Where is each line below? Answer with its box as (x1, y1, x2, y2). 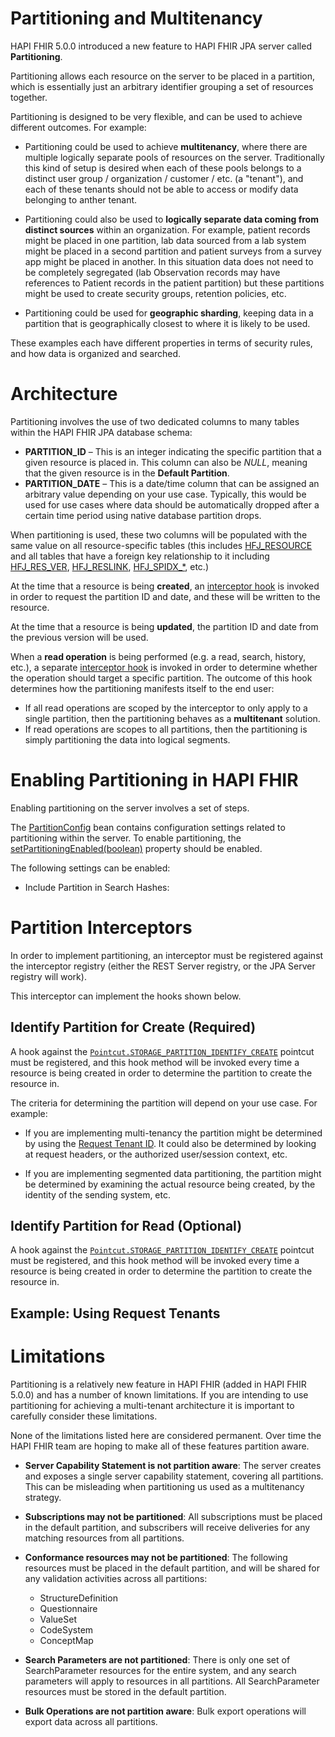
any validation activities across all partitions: (24, 1572, 208, 1584)
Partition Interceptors (10, 917, 193, 939)
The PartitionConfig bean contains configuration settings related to (10, 821, 286, 833)
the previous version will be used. (10, 631, 149, 643)
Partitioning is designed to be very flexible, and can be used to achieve (10, 110, 303, 122)
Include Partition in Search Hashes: (24, 881, 170, 893)
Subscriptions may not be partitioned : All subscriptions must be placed (24, 1510, 323, 1522)
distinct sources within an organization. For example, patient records (24, 223, 311, 236)
